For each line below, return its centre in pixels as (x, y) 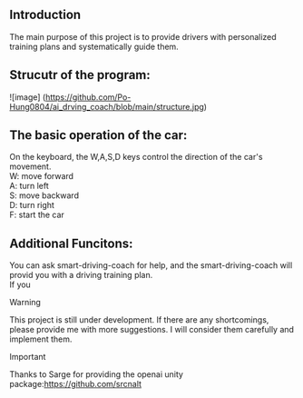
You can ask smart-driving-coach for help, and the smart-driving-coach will (151, 265)
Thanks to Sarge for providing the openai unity (97, 374)
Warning (25, 303)
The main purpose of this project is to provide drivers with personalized (143, 36)
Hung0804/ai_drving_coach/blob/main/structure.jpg (107, 106)
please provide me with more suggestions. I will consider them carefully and (152, 330)
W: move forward (42, 176)
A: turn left (29, 186)
